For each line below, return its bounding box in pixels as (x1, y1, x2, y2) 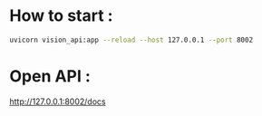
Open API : (9, 66, 91, 86)
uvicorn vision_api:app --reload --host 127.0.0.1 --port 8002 (9, 35, 254, 44)
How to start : (9, 5, 113, 26)
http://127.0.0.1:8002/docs (9, 96, 106, 107)
